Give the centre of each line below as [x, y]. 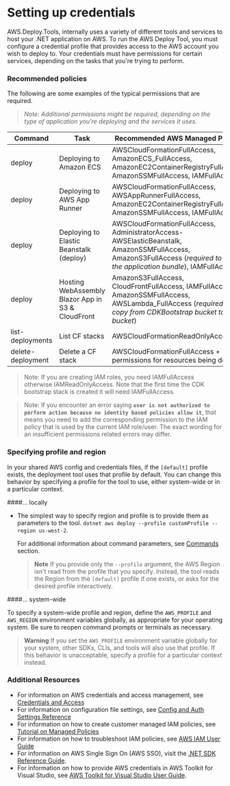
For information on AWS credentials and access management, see [110, 695]
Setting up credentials [71, 13]
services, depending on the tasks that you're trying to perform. [96, 60]
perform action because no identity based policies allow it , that [120, 413]
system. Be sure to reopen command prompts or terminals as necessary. [110, 627]
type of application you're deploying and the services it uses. [110, 122]
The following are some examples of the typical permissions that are [104, 93]
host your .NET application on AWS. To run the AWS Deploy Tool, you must [113, 38]
